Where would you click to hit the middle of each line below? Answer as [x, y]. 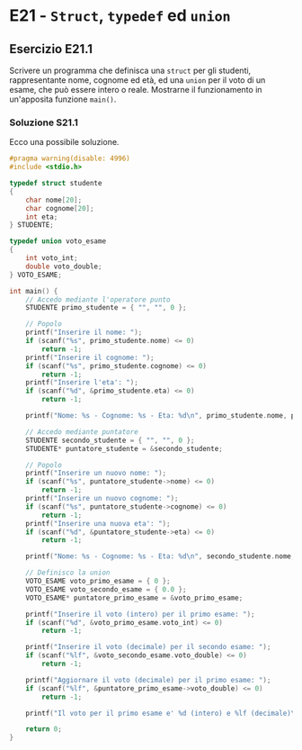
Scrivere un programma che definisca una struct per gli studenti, [130, 70]
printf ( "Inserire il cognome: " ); [90, 357]
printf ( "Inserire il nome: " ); [84, 333]
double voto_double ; [64, 267]
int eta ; [42, 217]
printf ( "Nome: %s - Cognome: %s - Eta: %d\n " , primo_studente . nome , [156, 416]
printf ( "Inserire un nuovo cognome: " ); [102, 499]
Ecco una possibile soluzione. [64, 142]
